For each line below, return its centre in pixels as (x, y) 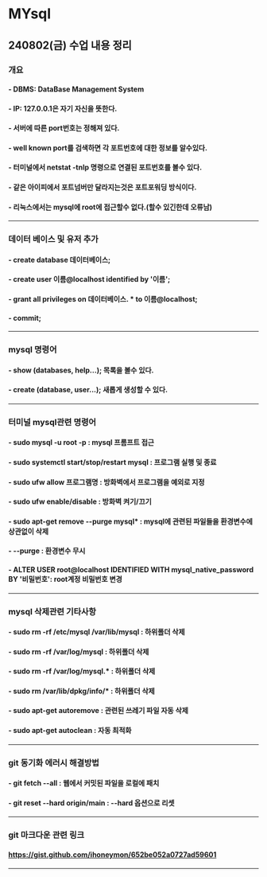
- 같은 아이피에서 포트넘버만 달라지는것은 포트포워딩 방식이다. (103, 187)
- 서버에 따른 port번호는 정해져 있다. (64, 128)
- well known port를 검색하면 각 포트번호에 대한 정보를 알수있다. (108, 147)
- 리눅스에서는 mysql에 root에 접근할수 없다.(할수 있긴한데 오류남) (110, 207)
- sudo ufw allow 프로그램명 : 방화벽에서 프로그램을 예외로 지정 (106, 481)
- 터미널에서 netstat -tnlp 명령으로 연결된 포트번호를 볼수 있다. (105, 167)
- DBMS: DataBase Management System (76, 89)
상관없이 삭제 (29, 531)
